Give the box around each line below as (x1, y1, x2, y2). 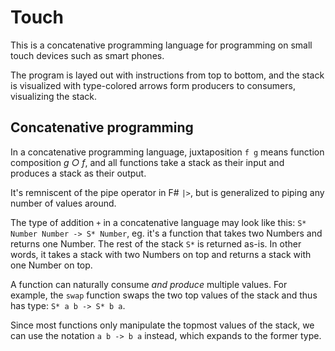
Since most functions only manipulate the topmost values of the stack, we (10, 319, 315, 331)
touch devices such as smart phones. (10, 49, 165, 61)
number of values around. (10, 197, 117, 209)
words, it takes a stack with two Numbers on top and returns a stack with (10, 248, 312, 260)
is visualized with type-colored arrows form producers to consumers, (10, 79, 296, 91)
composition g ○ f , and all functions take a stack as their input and (10, 156, 285, 168)
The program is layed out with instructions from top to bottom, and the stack (10, 69, 325, 81)
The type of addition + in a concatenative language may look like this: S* (10, 216, 307, 228)
